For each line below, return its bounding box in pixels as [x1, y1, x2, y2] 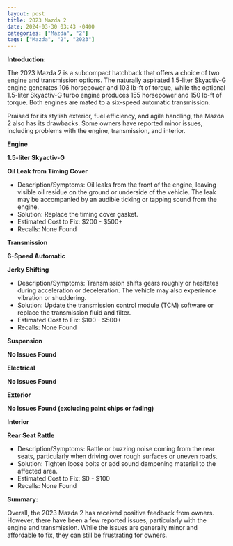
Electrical [7, 364, 35, 373]
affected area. [17, 467, 58, 476]
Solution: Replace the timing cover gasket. [17, 210, 138, 219]
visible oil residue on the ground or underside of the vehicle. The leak [17, 188, 217, 196]
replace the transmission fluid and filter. [17, 309, 131, 317]
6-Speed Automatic [7, 252, 66, 260]
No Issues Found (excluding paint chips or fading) [7, 405, 154, 413]
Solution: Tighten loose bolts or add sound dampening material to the [17, 460, 216, 468]
